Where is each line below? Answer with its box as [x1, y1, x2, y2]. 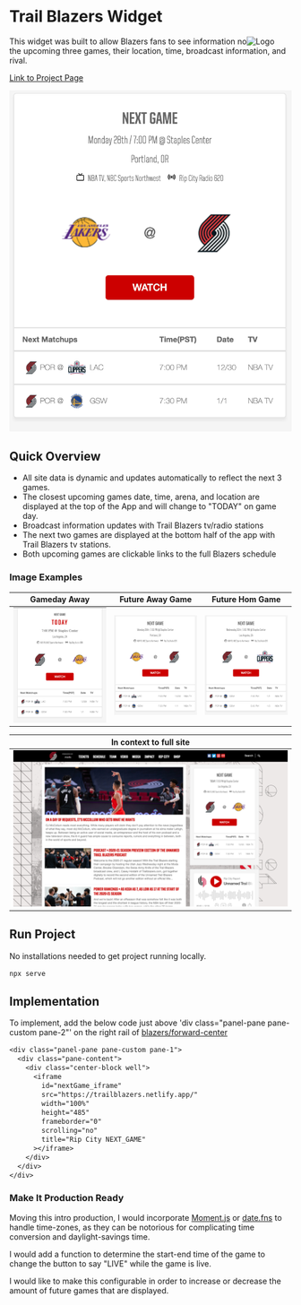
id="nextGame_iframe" [41, 1082, 123, 1091]
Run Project [9, 927, 76, 942]
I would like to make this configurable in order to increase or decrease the [9, 1275, 282, 1286]
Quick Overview [9, 449, 101, 464]
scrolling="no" [41, 1127, 99, 1136]
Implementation [9, 994, 100, 1009]
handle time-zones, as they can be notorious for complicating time [9, 1222, 255, 1232]
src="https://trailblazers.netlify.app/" [41, 1091, 199, 1100]
